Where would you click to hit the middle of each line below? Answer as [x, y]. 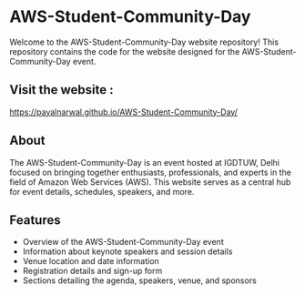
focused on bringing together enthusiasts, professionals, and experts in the [150, 172]
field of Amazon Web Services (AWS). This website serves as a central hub [150, 182]
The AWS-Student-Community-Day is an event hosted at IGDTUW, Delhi [145, 162]
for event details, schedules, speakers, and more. [102, 191]
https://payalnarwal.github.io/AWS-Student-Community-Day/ [124, 112]
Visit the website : [61, 90]
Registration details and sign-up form [92, 271]
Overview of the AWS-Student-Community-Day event [123, 242]
